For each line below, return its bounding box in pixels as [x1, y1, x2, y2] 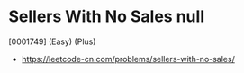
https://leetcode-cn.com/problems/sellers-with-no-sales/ [21, 53, 235, 64]
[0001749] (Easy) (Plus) [8, 36, 96, 47]
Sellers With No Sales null [8, 6, 204, 27]
